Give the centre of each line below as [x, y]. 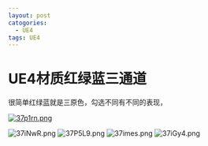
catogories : [28, 23]
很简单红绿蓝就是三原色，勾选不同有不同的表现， [87, 103]
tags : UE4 [24, 37]
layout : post [30, 15]
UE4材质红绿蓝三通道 [78, 79]
